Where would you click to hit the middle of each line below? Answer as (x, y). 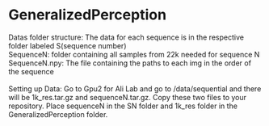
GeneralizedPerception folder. (58, 114)
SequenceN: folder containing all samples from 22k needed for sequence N (134, 54)
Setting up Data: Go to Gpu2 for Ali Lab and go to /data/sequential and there (135, 88)
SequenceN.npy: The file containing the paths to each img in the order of (130, 63)
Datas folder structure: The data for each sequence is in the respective (126, 37)
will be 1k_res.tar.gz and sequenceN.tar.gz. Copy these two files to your (128, 97)
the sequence (31, 71)
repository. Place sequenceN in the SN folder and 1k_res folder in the (123, 106)
